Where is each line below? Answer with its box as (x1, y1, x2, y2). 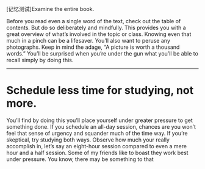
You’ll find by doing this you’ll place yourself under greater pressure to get (6, 117, 193, 124)
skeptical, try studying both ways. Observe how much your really (6, 136, 170, 143)
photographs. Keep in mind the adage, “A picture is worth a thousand (6, 43, 180, 51)
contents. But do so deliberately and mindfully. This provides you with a (6, 24, 186, 31)
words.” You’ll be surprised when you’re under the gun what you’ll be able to (6, 50, 198, 57)
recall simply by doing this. (6, 57, 74, 63)
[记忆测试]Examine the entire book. (6, 5, 95, 12)
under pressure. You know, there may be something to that (6, 155, 154, 163)
